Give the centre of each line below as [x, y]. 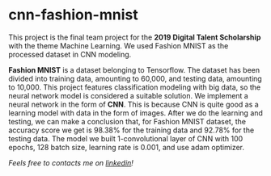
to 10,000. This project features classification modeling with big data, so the [135, 87]
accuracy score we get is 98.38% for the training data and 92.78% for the [131, 130]
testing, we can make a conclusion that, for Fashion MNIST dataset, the [127, 121]
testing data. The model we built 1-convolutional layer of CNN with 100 [126, 138]
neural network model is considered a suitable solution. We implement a [128, 95]
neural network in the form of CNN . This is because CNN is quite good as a [133, 104]
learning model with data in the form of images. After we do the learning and [135, 113]
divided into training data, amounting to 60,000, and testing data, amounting [135, 78]
